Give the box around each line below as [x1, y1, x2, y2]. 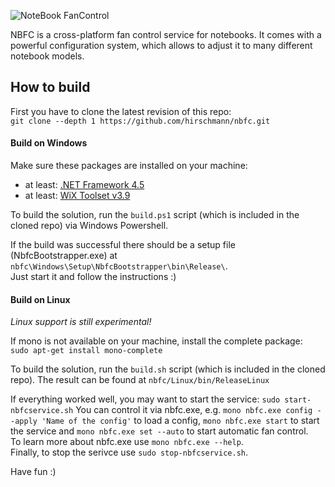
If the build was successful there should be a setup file [10, 239, 236, 251]
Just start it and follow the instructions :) [10, 271, 177, 283]
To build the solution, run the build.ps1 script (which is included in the [10, 209, 300, 221]
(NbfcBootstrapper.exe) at [10, 250, 118, 262]
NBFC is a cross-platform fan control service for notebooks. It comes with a [10, 29, 322, 40]
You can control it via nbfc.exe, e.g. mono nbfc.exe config [75, 404, 313, 416]
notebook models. [10, 50, 85, 62]
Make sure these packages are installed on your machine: [10, 160, 248, 172]
